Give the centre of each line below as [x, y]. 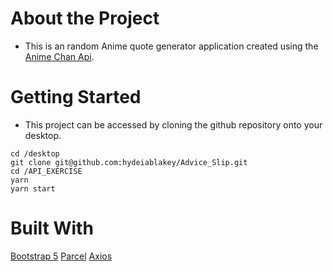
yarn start [33, 188]
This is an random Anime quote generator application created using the [171, 46]
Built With [52, 228]
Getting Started [76, 97]
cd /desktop [35, 153]
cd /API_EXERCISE [46, 171]
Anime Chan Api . [59, 56]
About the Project [85, 18]
